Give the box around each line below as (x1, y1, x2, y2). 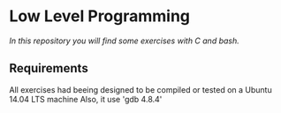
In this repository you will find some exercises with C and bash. (9, 35, 240, 46)
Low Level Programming (9, 6, 191, 26)
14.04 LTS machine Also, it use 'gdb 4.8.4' (9, 94, 163, 104)
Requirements (9, 61, 88, 76)
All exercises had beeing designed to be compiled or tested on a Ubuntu (9, 84, 272, 94)
